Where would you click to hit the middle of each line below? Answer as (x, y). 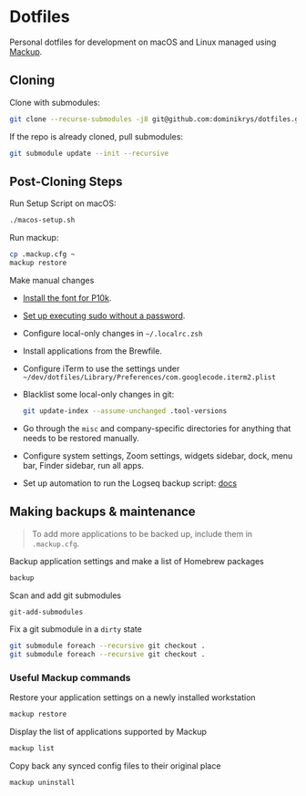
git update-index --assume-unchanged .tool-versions (125, 411)
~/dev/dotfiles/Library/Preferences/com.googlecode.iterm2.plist (149, 377)
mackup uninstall (42, 783)
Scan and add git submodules (65, 595)
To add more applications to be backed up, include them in (142, 533)
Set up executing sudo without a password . (104, 315)
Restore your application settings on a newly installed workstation (133, 698)
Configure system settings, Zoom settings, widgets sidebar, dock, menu (158, 455)
